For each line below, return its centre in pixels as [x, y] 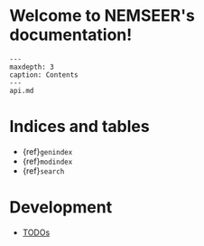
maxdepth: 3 [32, 67]
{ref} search [43, 170]
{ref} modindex [47, 161]
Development [61, 208]
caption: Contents [44, 75]
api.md [22, 90]
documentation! [71, 35]
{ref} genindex [47, 151]
